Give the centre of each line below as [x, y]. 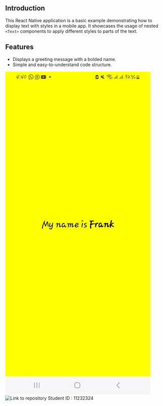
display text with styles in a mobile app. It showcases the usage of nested [82, 26]
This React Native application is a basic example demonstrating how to [79, 20]
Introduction [25, 8]
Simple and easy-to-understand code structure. [62, 65]
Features [19, 47]
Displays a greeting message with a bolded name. [64, 59]
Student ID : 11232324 [71, 398]
